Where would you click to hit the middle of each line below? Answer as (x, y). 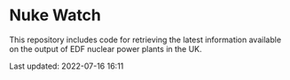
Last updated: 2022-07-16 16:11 (67, 66)
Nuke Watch (55, 15)
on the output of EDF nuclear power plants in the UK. (106, 48)
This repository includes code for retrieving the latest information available (145, 40)
